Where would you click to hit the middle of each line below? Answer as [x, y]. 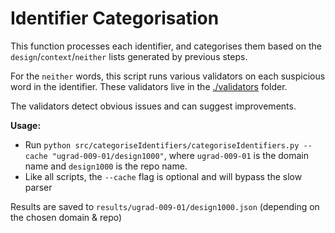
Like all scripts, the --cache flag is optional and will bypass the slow [163, 176]
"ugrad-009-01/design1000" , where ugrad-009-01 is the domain [180, 155]
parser [38, 187]
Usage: [26, 125]
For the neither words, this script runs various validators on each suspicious [168, 76]
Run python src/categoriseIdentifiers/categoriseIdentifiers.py [162, 144]
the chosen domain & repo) [66, 217]
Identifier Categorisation [115, 18]
